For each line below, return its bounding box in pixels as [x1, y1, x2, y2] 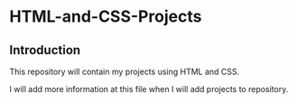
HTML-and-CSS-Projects [9, 6, 202, 27]
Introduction [9, 42, 81, 58]
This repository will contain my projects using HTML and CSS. [9, 66, 240, 77]
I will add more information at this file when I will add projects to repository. [9, 84, 289, 94]
